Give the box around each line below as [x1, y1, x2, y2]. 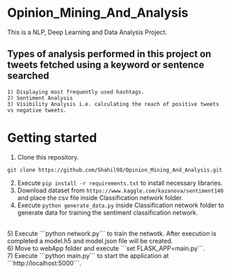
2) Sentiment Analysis [7, 94, 73, 102]
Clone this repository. [17, 153, 79, 161]
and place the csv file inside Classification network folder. [17, 193, 184, 201]
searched [7, 70, 49, 82]
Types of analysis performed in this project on [7, 48, 212, 60]
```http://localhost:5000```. [7, 259, 81, 267]
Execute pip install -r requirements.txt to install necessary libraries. [17, 178, 223, 187]
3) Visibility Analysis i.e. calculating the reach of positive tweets [7, 100, 219, 107]
